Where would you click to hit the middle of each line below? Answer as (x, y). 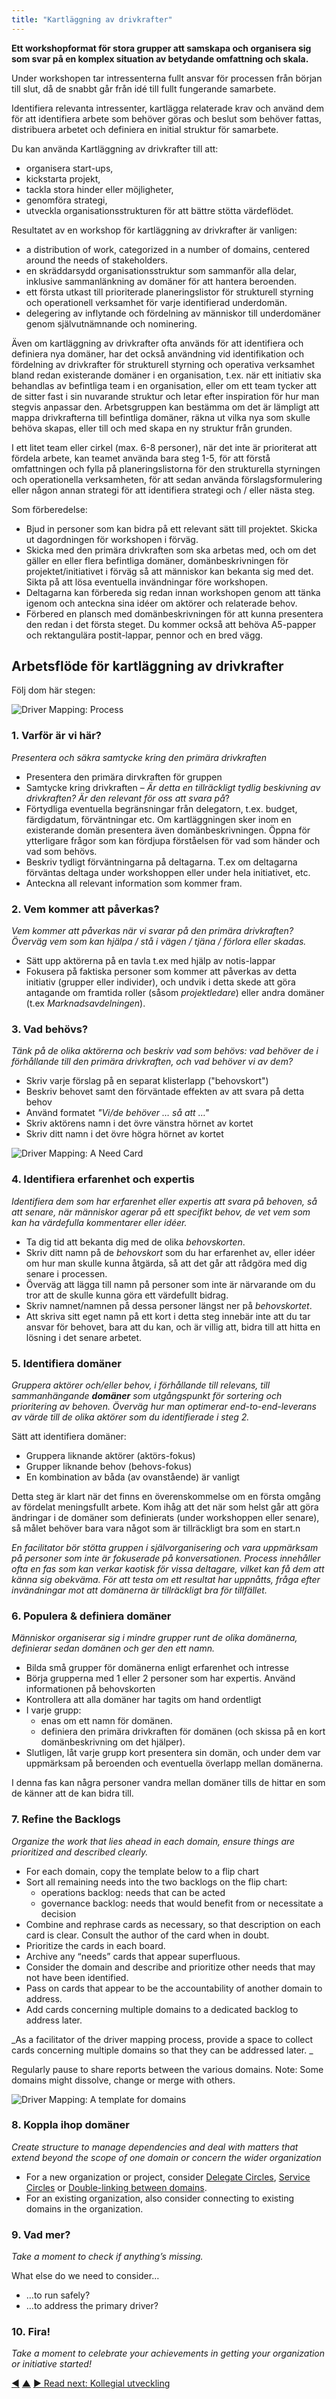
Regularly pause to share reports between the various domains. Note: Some (167, 2069)
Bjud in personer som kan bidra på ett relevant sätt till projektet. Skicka (171, 528)
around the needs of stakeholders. (97, 260)
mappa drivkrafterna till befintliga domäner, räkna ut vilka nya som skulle (161, 417)
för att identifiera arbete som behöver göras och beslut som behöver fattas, (166, 118)
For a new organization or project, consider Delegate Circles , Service (168, 2177)
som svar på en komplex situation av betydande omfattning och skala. (160, 58)
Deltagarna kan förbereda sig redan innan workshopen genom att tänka (173, 592)
